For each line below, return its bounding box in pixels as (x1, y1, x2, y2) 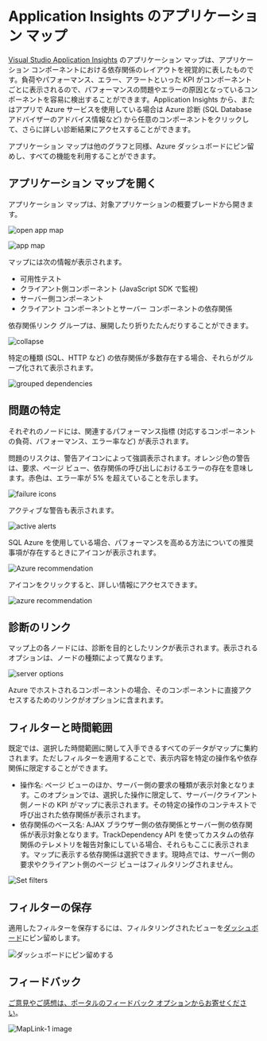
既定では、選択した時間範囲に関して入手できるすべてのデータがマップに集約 (8, 744, 258, 753)
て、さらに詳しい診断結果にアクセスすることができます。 (8, 124, 195, 134)
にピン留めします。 (22, 933, 85, 942)
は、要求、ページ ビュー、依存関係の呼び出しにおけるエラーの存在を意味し (8, 462, 254, 473)
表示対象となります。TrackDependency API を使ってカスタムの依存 (33, 830, 254, 839)
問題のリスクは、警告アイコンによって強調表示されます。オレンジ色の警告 (8, 453, 250, 462)
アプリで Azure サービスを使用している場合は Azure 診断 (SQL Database (14, 104, 253, 114)
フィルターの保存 (8, 900, 92, 914)
